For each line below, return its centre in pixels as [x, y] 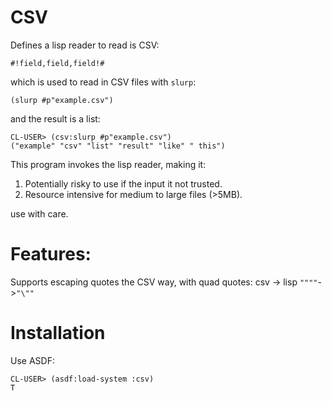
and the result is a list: [55, 118]
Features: [51, 254]
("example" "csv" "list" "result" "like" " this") [118, 146]
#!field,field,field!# [57, 63]
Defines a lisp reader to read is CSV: [85, 45]
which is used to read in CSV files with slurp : [103, 82]
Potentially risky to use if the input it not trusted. [123, 183]
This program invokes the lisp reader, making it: [108, 164]
